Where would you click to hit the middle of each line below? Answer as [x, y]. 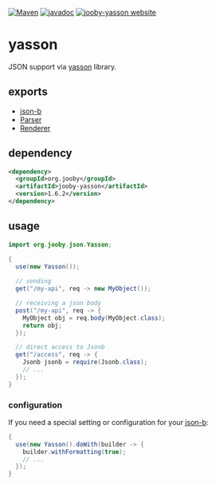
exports [28, 92]
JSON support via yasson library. [63, 66]
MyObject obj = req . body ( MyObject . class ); [94, 318]
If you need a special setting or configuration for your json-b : [108, 422]
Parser [31, 119]
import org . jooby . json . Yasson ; [60, 244]
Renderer [35, 128]
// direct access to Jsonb [60, 348]
